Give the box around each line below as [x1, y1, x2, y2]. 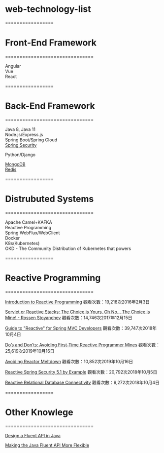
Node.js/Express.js [5, 131, 43, 137]
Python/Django [5, 152, 36, 158]
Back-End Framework [5, 100, 95, 112]
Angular [5, 63, 21, 69]
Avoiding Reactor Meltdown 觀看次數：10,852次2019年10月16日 [5, 358, 133, 364]
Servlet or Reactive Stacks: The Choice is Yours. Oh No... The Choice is [5, 309, 150, 315]
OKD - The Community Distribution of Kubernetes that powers [5, 246, 131, 251]
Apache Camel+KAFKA [5, 219, 53, 225]
